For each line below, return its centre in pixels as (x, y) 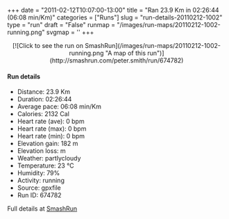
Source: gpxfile (39, 188)
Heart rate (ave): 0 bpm (51, 122)
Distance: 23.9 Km (44, 92)
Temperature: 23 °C (45, 165)
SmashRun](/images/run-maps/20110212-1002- (152, 46)
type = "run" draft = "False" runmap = (61, 25)
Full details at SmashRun (42, 209)
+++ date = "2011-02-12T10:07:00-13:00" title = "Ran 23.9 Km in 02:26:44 (113, 10)
